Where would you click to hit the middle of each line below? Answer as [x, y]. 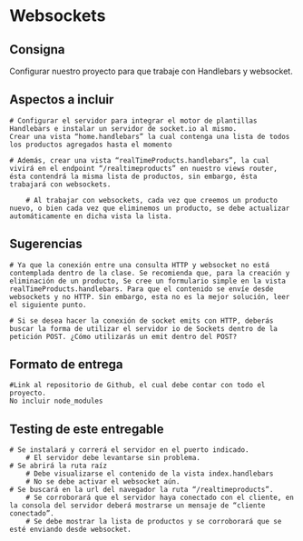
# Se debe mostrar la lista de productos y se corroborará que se [154, 522]
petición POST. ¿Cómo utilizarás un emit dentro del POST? [123, 336]
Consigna [37, 50]
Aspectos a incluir [62, 100]
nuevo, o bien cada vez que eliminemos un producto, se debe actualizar [150, 208]
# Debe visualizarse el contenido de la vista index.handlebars [150, 474]
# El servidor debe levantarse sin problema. [113, 458]
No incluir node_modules [56, 401]
